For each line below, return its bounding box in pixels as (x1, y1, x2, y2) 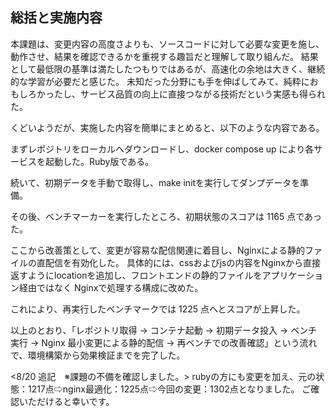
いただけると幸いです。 (18, 395, 115, 407)
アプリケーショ (261, 269, 324, 281)
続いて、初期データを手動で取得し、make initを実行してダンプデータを (10, 176, 301, 188)
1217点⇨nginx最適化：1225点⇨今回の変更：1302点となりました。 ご (27, 383, 312, 395)
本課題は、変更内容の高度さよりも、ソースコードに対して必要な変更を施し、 (10, 38, 325, 50)
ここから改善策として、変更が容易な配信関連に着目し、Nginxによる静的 (10, 244, 305, 256)
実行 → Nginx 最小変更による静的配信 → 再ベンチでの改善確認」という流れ (10, 336, 318, 348)
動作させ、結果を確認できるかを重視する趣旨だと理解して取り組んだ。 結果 (10, 50, 319, 62)
